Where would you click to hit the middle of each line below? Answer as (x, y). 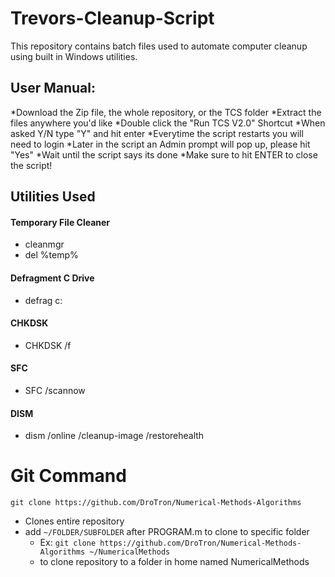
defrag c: (43, 300)
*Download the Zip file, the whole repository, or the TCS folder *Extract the (166, 112)
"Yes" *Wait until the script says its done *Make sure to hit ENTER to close (164, 154)
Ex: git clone (68, 543)
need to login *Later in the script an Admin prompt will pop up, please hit (160, 144)
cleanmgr (44, 244)
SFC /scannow (55, 390)
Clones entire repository (74, 521)
